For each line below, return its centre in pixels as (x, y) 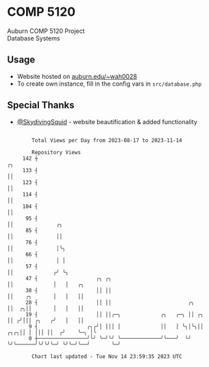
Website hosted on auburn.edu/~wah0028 (77, 76)
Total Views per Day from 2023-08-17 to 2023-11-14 (107, 140)
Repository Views (56, 152)
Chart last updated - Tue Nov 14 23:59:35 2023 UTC (107, 356)
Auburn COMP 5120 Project (46, 31)
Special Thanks (41, 105)
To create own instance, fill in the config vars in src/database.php (109, 84)
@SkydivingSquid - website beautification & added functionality (107, 121)
